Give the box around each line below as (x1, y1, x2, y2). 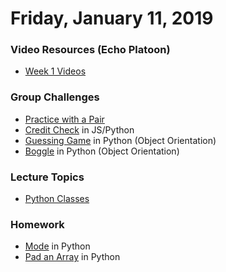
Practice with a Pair (24, 113, 105, 125)
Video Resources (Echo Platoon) (10, 43, 171, 57)
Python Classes (24, 193, 90, 205)
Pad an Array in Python (24, 251, 121, 263)
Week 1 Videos (24, 65, 87, 77)
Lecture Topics (10, 170, 85, 184)
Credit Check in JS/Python (24, 123, 135, 136)
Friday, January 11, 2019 (10, 7, 214, 30)
